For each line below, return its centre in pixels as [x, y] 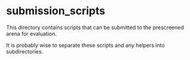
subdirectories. [25, 51]
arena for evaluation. [32, 33]
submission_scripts [56, 11]
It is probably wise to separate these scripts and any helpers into [85, 45]
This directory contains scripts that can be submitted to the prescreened [95, 27]
